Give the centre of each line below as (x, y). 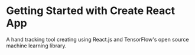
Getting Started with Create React (91, 11)
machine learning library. (36, 46)
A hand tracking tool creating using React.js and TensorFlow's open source (97, 39)
